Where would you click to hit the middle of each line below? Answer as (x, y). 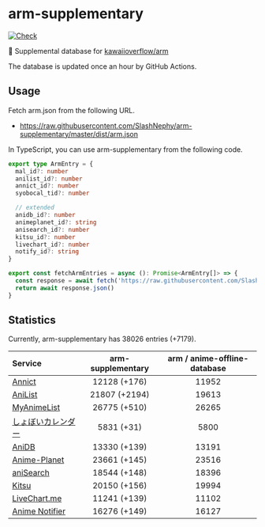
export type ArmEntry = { (50, 164)
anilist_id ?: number (49, 179)
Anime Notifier (39, 511)
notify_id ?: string (47, 252)
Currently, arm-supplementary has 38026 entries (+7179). (102, 339)
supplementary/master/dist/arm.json (79, 134)
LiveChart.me (37, 499)
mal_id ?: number (42, 171)
